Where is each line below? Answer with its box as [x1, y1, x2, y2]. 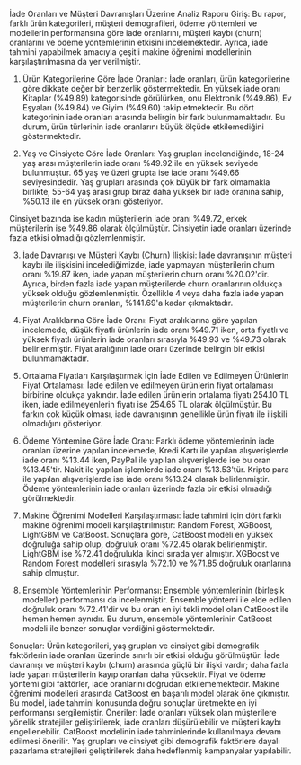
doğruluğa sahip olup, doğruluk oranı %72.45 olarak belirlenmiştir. [22, 539, 268, 550]
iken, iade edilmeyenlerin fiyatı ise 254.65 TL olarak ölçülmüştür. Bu [22, 400, 272, 409]
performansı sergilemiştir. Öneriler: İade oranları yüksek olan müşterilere [9, 708, 277, 717]
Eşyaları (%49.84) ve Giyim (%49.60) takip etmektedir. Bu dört [22, 102, 254, 112]
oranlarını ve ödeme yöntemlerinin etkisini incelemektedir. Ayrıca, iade [9, 37, 268, 48]
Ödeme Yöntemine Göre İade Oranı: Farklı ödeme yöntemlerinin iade [22, 435, 275, 446]
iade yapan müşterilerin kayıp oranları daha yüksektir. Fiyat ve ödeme [9, 669, 267, 680]
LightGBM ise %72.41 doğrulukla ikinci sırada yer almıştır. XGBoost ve [22, 549, 280, 558]
